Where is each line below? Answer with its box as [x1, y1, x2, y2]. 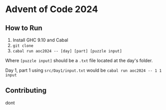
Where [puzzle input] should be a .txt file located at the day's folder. [5, 58, 153, 64]
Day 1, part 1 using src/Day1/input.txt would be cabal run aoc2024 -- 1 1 [5, 67, 162, 73]
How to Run [5, 24, 43, 32]
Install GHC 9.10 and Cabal [12, 37, 69, 43]
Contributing [5, 86, 47, 95]
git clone [12, 43, 34, 48]
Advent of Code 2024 [5, 4, 98, 15]
